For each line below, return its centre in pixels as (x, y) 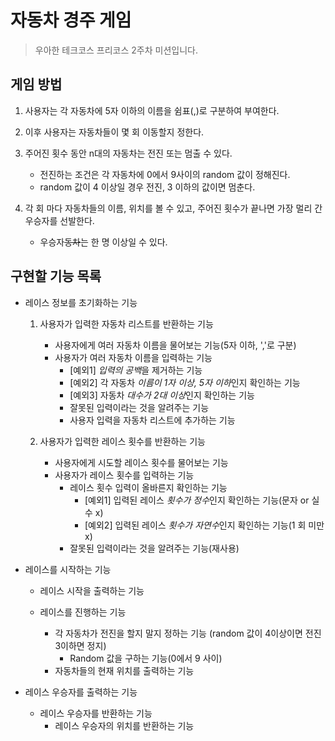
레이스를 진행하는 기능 (83, 612)
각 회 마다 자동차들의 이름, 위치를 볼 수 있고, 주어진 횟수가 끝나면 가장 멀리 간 (173, 208)
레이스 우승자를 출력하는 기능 (81, 692)
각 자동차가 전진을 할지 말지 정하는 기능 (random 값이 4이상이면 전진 (188, 633)
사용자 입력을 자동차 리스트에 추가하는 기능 (152, 420)
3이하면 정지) (80, 645)
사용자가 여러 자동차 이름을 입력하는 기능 (133, 357)
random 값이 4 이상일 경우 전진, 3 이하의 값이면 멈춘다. (147, 187)
